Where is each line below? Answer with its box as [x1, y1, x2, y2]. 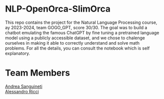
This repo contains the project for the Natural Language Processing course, [5, 19, 158, 25]
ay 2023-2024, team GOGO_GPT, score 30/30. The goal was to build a [5, 24, 148, 30]
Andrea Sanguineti [5, 83, 43, 89]
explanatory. [5, 50, 30, 56]
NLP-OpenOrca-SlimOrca [5, 3, 111, 15]
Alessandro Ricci [5, 88, 39, 94]
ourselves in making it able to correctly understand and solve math [5, 40, 140, 46]
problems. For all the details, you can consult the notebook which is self [5, 45, 150, 51]
